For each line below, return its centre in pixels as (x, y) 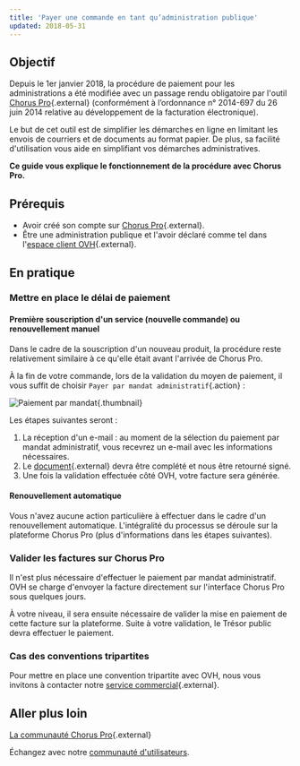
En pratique (42, 273)
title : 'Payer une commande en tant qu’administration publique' (133, 17)
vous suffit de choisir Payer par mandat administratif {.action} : (127, 385)
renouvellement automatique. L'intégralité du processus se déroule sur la (144, 525)
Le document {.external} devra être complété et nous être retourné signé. (157, 466)
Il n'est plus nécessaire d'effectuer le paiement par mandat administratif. (143, 578)
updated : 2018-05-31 (48, 26)
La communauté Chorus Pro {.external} (81, 735)
